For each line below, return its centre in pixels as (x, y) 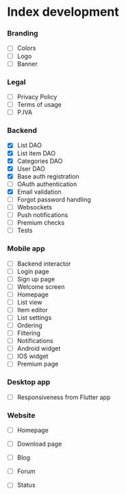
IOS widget (33, 356)
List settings (34, 317)
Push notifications (42, 215)
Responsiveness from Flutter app (64, 397)
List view (29, 302)
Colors (26, 48)
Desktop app (29, 382)
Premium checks (41, 223)
